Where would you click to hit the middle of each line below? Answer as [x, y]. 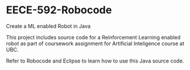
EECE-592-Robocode [59, 10]
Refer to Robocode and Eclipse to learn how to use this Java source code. [95, 61]
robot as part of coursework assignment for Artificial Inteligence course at [95, 43]
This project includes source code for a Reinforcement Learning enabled [94, 37]
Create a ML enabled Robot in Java [48, 26]
